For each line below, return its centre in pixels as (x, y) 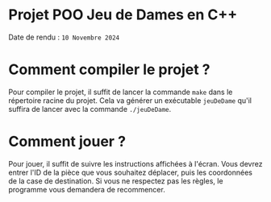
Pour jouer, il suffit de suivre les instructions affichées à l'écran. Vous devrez (135, 163)
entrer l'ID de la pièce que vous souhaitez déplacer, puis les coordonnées (130, 172)
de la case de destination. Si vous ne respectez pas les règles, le (116, 181)
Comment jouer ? (67, 142)
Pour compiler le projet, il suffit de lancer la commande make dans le (121, 92)
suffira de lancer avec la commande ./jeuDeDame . (90, 109)
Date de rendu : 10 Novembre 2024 (64, 37)
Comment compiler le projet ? (109, 70)
